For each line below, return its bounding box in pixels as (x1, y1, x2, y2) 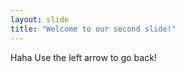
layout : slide (10, 14, 70, 25)
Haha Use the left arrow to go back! (10, 51, 157, 63)
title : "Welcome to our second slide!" (10, 24, 177, 34)
